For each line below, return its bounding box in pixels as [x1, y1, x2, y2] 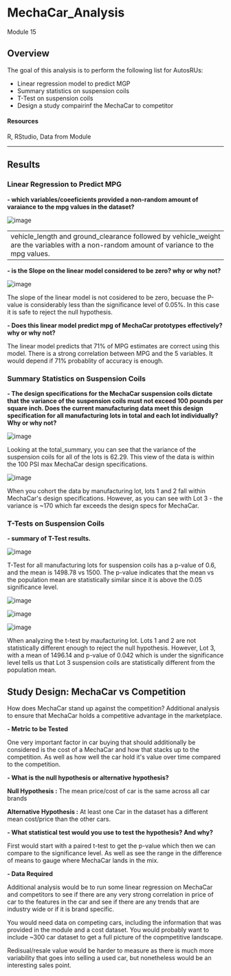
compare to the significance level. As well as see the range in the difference [7, 849, 222, 857]
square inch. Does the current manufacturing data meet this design [7, 404, 203, 412]
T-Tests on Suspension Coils [7, 519, 105, 528]
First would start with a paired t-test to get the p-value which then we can [7, 841, 216, 850]
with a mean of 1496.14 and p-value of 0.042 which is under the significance [7, 651, 224, 659]
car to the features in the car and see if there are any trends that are [7, 898, 199, 906]
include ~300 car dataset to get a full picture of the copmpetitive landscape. [7, 933, 223, 942]
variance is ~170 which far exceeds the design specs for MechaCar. [7, 501, 199, 510]
